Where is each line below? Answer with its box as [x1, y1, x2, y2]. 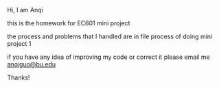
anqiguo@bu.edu [7, 60, 56, 68]
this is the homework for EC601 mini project [7, 19, 130, 27]
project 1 [7, 40, 32, 47]
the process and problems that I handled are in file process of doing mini [7, 32, 213, 40]
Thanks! [7, 73, 30, 82]
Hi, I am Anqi [7, 6, 43, 14]
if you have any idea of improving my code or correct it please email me [7, 53, 211, 61]
